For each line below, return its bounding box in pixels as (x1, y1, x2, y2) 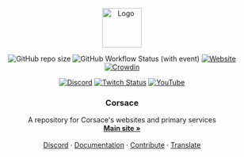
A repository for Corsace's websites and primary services (28, 115, 216, 125)
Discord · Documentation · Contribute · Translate (43, 140, 201, 150)
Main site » (103, 124, 141, 133)
